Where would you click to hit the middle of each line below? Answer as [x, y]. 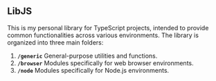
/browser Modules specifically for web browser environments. [105, 63]
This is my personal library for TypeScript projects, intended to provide [108, 27]
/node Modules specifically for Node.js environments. [93, 70]
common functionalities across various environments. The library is [103, 35]
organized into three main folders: [55, 42]
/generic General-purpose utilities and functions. [87, 56]
